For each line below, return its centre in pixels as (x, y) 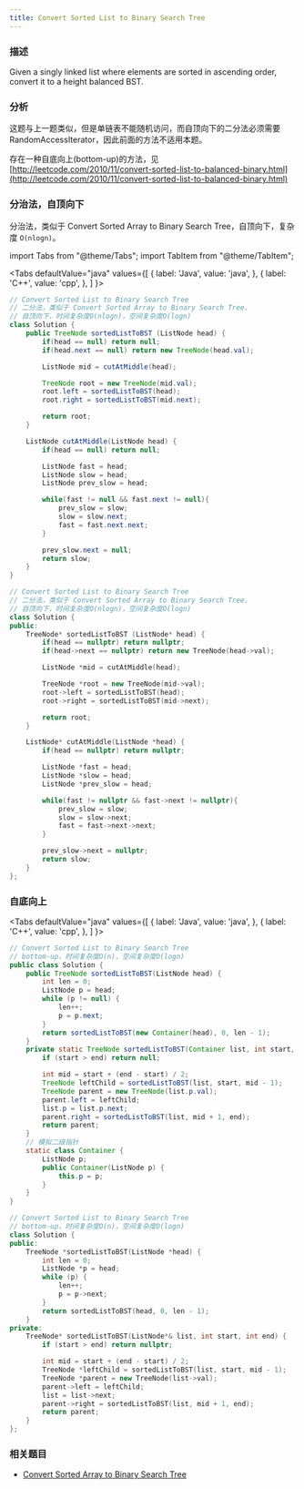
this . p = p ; (81, 1176)
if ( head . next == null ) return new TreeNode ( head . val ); (148, 350)
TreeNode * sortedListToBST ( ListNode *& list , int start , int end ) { (156, 1336)
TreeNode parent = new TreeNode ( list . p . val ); (130, 1091)
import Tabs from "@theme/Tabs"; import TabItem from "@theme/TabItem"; (152, 255)
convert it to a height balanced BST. (76, 81)
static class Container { (75, 1151)
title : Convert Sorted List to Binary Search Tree (107, 18)
